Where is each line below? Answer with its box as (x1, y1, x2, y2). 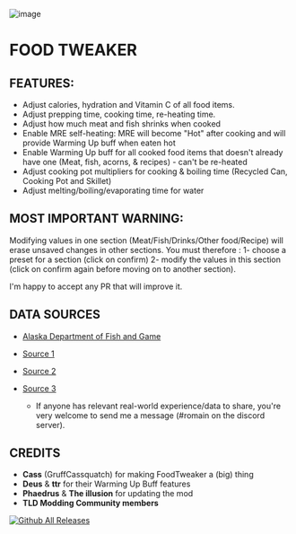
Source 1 (22, 348, 56, 359)
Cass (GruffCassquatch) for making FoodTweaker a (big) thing (22, 469, 254, 480)
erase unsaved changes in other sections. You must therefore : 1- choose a (9, 244, 287, 255)
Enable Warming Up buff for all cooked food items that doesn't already (22, 147, 283, 157)
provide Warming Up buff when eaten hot (22, 137, 177, 148)
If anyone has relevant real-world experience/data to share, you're (35, 400, 281, 411)
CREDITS (9, 445, 61, 461)
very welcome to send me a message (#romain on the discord (35, 409, 266, 421)
